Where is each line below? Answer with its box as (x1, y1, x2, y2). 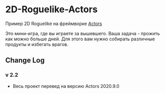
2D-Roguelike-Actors (5, 4, 98, 15)
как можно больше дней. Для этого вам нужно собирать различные (5, 36, 155, 42)
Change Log (5, 56, 45, 65)
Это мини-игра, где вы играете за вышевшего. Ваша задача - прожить (5, 30, 160, 36)
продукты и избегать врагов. (5, 41, 68, 47)
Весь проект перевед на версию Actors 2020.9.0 (12, 83, 120, 89)
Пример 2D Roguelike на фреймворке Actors (5, 20, 102, 27)
